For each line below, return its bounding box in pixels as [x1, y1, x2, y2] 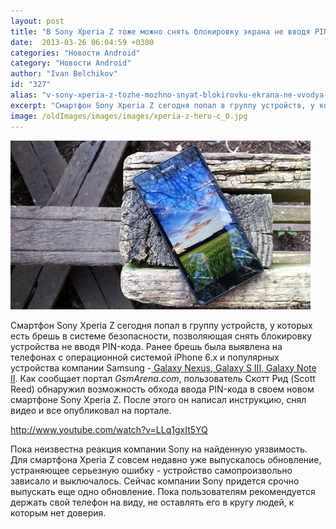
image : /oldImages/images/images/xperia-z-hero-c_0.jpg [10, 111, 248, 121]
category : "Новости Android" [10, 58, 132, 69]
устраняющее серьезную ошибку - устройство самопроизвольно [10, 464, 293, 476]
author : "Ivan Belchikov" [10, 69, 118, 79]
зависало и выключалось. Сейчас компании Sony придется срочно [10, 475, 300, 487]
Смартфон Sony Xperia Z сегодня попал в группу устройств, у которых [10, 319, 313, 331]
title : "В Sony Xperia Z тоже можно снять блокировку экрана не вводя [10, 26, 311, 37]
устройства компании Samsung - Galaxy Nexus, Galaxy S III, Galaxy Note [10, 361, 317, 374]
